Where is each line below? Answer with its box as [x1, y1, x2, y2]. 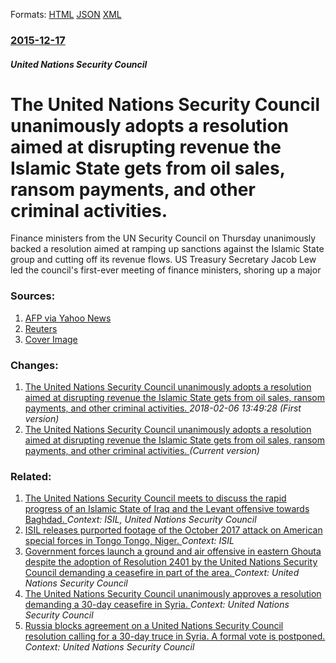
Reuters [24, 322, 58, 334]
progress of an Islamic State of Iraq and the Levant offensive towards [24, 503, 310, 515]
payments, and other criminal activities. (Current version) [24, 445, 260, 457]
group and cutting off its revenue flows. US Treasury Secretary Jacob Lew [10, 254, 317, 266]
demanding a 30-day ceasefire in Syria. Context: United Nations [24, 599, 290, 611]
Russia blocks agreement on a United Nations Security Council [24, 620, 284, 632]
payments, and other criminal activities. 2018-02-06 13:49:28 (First [24, 402, 302, 414]
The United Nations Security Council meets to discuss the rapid [24, 492, 287, 504]
